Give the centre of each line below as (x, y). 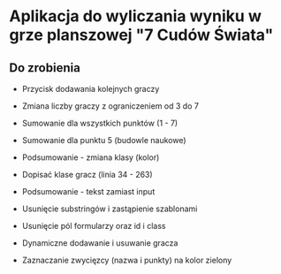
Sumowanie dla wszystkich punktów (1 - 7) (100, 123)
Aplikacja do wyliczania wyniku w (136, 16)
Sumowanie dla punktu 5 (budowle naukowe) (104, 140)
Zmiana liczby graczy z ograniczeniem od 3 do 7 (110, 106)
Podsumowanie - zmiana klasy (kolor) (91, 157)
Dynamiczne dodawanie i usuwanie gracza (100, 243)
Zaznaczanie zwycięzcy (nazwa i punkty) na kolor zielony (127, 260)
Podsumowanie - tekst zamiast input (88, 191)
